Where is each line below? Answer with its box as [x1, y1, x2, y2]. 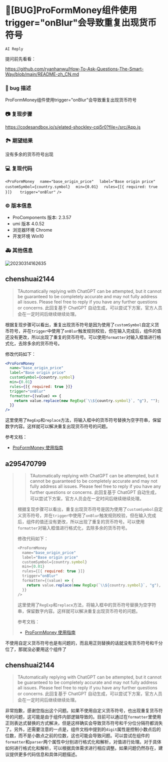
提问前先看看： [5, 56, 36, 62]
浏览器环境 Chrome [12, 227, 52, 233]
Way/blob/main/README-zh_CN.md [5, 71, 79, 77]
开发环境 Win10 [12, 233, 44, 239]
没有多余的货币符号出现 [5, 151, 53, 157]
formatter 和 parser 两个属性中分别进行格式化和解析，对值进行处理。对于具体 [5, 739, 161, 745]
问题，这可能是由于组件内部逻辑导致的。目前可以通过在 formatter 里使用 [13, 714, 161, 720]
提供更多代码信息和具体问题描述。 [9, 751, 80, 757]
